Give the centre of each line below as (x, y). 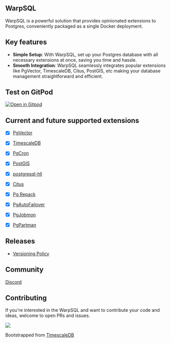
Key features (26, 42)
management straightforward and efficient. (58, 76)
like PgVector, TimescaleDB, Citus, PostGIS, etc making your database (87, 70)
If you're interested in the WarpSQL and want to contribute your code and (82, 310)
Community (25, 270)
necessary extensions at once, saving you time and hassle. (75, 60)
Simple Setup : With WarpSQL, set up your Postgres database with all (85, 54)
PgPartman (25, 225)
